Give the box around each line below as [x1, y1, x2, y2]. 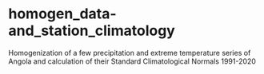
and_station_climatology [8, 21, 176, 40]
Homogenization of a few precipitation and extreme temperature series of [8, 48, 251, 57]
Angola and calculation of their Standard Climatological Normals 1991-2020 [8, 56, 256, 66]
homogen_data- [8, 5, 118, 23]
